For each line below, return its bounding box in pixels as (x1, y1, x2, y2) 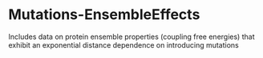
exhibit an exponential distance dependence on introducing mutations (8, 40, 239, 49)
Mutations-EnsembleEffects (8, 6, 200, 24)
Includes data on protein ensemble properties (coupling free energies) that (8, 32, 255, 41)
